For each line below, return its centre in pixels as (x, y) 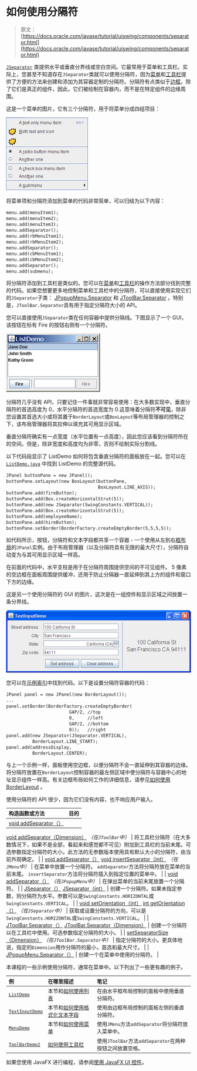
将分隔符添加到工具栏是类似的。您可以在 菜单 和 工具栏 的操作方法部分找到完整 (98, 283)
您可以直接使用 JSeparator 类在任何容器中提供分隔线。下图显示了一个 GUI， (96, 317)
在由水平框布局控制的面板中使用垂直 (140, 991)
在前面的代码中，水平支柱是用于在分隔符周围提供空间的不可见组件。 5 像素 (96, 567)
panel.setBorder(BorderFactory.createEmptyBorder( (69, 706)
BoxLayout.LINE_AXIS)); (127, 487)
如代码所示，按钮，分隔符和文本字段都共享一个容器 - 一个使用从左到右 (91, 540)
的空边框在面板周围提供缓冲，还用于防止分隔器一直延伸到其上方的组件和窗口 (98, 574)
